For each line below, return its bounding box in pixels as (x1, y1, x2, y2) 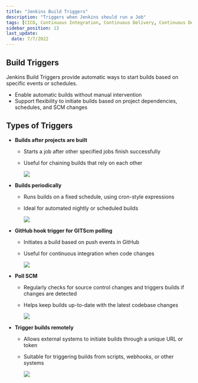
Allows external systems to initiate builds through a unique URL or (23, 335, 183, 342)
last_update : (6, 31, 38, 37)
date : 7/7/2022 (11, 36, 49, 42)
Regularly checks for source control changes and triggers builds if (23, 283, 184, 290)
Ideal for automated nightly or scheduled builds (23, 204, 138, 212)
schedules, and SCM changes (14, 104, 88, 111)
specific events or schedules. (6, 80, 78, 87)
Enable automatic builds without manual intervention (14, 91, 143, 98)
